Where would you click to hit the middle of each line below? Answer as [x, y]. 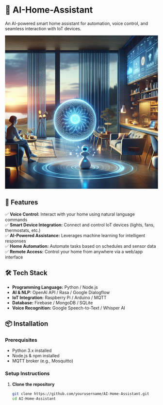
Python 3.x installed [32, 350]
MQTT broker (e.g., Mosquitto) [43, 361]
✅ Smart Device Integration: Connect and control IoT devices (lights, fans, [80, 225]
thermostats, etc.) [23, 230]
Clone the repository [33, 384]
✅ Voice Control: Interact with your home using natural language [70, 214]
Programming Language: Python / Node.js [55, 287]
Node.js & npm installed [36, 356]
